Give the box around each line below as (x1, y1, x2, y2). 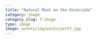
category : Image (5, 12, 40, 17)
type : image (5, 21, 31, 27)
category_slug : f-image (5, 17, 56, 22)
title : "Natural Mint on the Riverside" (5, 7, 93, 13)
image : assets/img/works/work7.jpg (5, 26, 81, 31)
